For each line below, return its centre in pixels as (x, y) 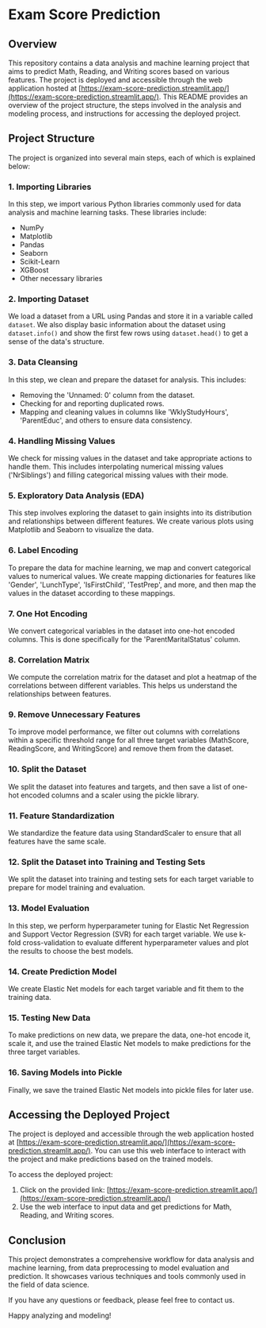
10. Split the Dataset (47, 770)
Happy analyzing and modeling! (60, 1315)
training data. (30, 997)
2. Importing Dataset (49, 299)
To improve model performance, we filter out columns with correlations (124, 732)
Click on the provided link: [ (65, 1190)
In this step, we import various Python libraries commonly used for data (125, 204)
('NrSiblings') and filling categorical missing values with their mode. (118, 475)
